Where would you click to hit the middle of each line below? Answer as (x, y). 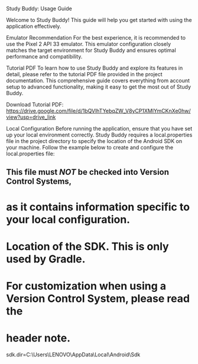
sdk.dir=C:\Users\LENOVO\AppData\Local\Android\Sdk (73, 355)
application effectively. (34, 26)
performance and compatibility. (44, 56)
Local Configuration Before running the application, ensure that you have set (99, 129)
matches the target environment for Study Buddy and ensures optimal (91, 50)
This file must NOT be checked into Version (88, 172)
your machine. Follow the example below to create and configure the (90, 147)
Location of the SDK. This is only (88, 246)
